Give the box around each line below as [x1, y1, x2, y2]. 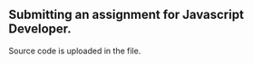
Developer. [8, 22, 72, 37]
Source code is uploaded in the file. [8, 45, 141, 56]
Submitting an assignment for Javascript [8, 7, 244, 23]
